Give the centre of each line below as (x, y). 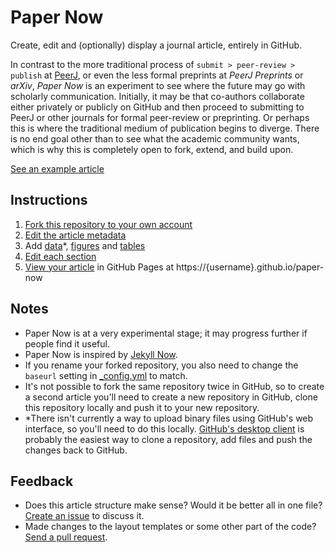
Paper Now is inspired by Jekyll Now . (101, 354)
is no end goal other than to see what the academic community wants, (155, 138)
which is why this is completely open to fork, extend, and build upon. (152, 149)
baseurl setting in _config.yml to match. (106, 375)
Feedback (42, 481)
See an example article (57, 168)
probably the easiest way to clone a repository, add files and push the (168, 439)
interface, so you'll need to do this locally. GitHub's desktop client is (164, 428)
